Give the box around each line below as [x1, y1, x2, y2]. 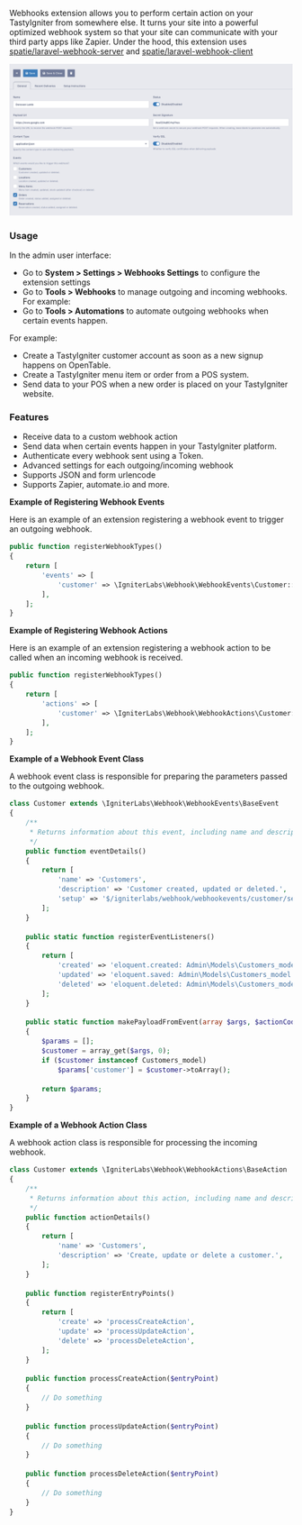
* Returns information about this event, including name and [29, 827, 263, 836]
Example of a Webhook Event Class [9, 753, 145, 764]
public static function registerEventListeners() [25, 932, 216, 941]
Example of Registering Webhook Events [9, 497, 164, 507]
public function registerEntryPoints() [25, 1289, 175, 1298]
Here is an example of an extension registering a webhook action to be [9, 643, 271, 653]
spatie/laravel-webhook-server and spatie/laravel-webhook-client [9, 46, 253, 57]
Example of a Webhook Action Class [9, 1119, 147, 1130]
